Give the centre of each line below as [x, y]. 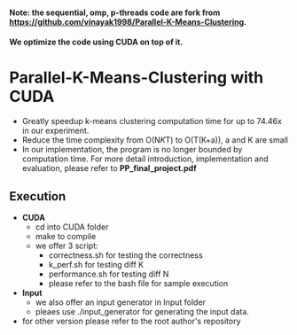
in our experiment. [55, 131]
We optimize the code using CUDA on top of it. [96, 42]
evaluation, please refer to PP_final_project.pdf [109, 168]
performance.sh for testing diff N [109, 274]
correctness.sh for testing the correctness [125, 255]
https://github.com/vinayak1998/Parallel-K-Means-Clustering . [128, 21]
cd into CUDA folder [72, 227]
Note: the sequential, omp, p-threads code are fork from [115, 12]
